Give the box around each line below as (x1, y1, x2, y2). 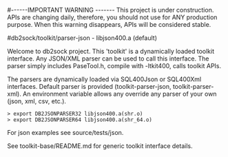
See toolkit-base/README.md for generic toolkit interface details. (7, 142, 193, 150)
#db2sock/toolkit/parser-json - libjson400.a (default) (7, 34, 157, 42)
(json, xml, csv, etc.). (7, 97, 67, 105)
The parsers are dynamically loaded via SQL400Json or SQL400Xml (7, 75, 202, 83)
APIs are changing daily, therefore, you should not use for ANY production (7, 13, 218, 21)
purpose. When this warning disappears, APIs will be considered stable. (7, 21, 211, 28)
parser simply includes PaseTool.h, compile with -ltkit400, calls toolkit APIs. (7, 62, 222, 70)
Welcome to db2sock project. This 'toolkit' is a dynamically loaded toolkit (7, 48, 215, 55)
